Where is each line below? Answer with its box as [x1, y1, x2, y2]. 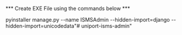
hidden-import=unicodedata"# [5, 23, 80, 29]
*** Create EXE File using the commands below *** [5, 5, 131, 12]
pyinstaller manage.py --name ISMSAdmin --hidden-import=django [5, 16, 170, 23]
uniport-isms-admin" [81, 23, 132, 29]
